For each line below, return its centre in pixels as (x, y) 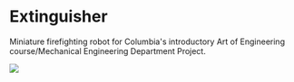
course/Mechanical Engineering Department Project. (108, 50)
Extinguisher (59, 17)
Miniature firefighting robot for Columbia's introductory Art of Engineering (147, 41)
